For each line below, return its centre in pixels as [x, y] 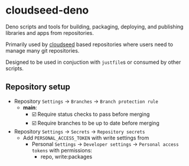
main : [30, 108]
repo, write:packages [66, 157]
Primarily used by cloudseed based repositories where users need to [89, 44]
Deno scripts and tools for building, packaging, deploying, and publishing [94, 27]
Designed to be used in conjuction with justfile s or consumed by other [93, 62]
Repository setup [38, 87]
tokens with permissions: [62, 150]
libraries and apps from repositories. [50, 32]
